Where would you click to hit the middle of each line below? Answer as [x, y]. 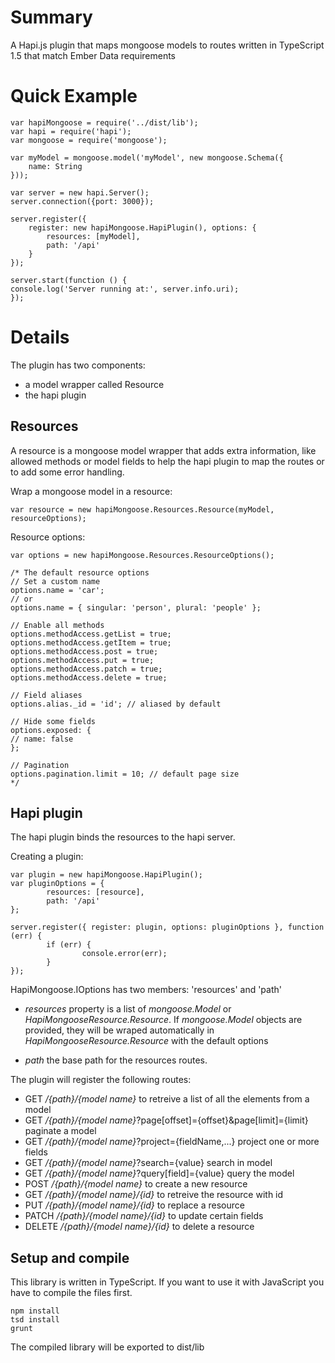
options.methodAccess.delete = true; [89, 677]
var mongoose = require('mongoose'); [89, 140]
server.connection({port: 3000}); [82, 201]
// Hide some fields [53, 721]
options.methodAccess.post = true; [84, 651]
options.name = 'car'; [57, 590]
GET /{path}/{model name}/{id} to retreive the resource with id [154, 1195]
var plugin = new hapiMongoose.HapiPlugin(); [106, 875]
